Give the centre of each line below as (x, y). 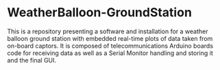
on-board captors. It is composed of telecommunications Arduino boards (110, 46)
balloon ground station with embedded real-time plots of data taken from (110, 38)
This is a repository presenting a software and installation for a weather (108, 31)
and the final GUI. (32, 60)
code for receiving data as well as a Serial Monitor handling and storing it (110, 53)
